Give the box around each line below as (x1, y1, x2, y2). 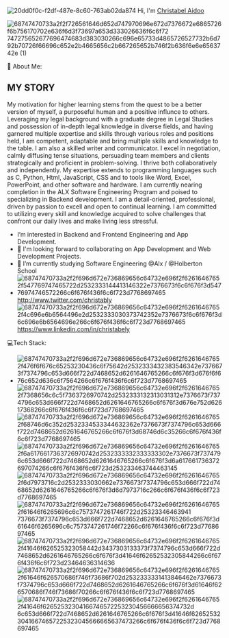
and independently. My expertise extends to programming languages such (7, 165, 217, 174)
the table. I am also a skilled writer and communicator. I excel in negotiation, (7, 144, 221, 152)
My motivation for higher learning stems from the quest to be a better (7, 100, 202, 108)
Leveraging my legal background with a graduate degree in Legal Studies (7, 115, 213, 123)
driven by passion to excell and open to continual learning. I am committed (7, 202, 217, 211)
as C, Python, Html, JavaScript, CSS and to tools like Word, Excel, (7, 173, 192, 181)
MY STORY (7, 82, 55, 94)
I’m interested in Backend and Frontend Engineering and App (16, 230, 189, 238)
